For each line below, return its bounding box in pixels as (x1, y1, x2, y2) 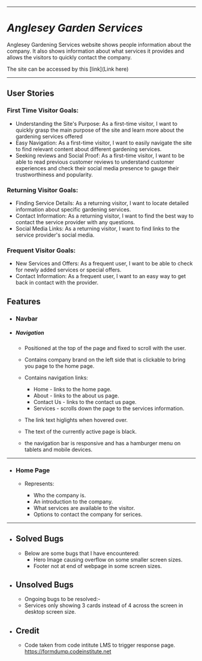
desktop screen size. (24, 608, 77, 615)
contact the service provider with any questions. (15, 218, 135, 225)
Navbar (15, 314, 38, 322)
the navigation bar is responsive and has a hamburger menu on (24, 439, 181, 446)
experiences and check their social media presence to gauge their (15, 164, 179, 171)
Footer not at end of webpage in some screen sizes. (33, 562, 162, 569)
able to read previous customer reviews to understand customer (15, 158, 174, 165)
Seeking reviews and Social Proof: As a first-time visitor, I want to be (15, 152, 185, 159)
